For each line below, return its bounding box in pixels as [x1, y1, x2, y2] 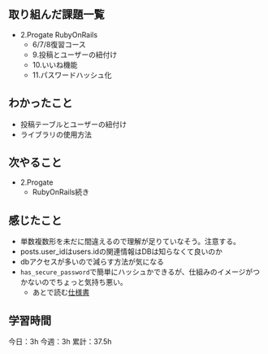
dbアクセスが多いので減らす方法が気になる [19, 257, 164, 267]
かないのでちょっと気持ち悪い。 [19, 278, 128, 287]
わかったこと [8, 96, 73, 110]
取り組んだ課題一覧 [8, 7, 105, 22]
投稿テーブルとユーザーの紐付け [19, 119, 128, 129]
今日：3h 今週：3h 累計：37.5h [8, 337, 112, 347]
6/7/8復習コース [32, 39, 87, 49]
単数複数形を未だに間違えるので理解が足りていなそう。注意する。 [19, 237, 241, 247]
